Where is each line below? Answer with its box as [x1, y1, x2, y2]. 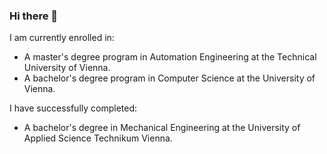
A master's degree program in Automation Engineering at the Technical [23, 51, 317, 63]
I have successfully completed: [9, 102, 138, 114]
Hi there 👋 [9, 9, 59, 23]
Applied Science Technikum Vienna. [23, 132, 173, 144]
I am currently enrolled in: [9, 32, 115, 44]
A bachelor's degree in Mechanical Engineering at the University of [23, 122, 301, 134]
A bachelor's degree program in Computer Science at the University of [23, 72, 316, 84]
